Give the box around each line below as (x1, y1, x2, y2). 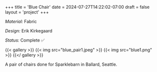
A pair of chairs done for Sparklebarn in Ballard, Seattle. (5, 61, 118, 67)
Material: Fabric (5, 19, 37, 24)
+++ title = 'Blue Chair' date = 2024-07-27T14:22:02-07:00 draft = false (5, 4, 150, 10)
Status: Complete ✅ (5, 37, 45, 43)
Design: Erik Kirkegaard (5, 28, 53, 33)
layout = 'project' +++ (5, 9, 49, 15)
